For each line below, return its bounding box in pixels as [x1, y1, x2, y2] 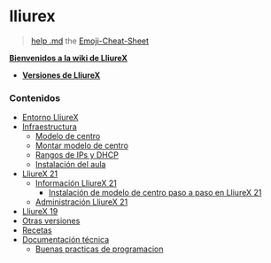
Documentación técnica [21, 235, 110, 245]
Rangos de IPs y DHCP [35, 150, 120, 160]
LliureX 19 [21, 206, 58, 217]
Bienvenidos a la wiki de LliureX [9, 52, 128, 63]
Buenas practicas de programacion [35, 244, 164, 254]
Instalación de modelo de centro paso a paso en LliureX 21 [48, 188, 262, 198]
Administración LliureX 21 [35, 197, 128, 207]
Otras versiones [21, 215, 81, 227]
